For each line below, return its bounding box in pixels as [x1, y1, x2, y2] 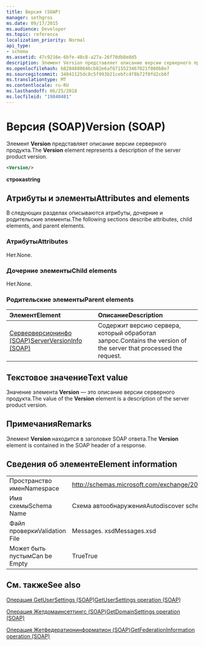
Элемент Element [9, 311, 61, 320]
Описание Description [98, 311, 163, 320]
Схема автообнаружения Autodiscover [72, 501, 185, 510]
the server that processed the [98, 344, 183, 352]
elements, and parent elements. [6, 222, 86, 230]
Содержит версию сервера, [98, 321, 181, 330]
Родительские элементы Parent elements [6, 295, 134, 304]
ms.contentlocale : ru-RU [6, 83, 69, 89]
